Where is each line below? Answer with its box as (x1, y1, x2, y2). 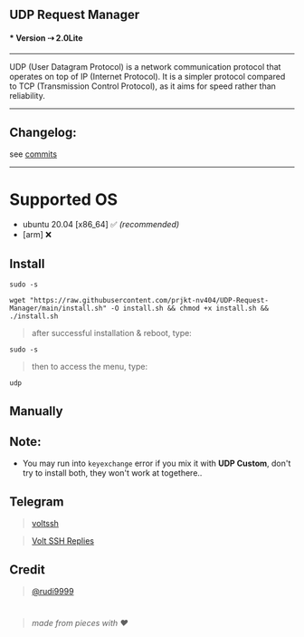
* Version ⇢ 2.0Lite (9, 32, 83, 43)
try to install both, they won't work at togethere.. (22, 468, 203, 478)
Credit (9, 562, 45, 577)
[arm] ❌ (22, 229, 52, 240)
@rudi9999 (31, 585, 74, 596)
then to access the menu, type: (31, 362, 147, 372)
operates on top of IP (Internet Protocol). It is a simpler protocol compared (9, 71, 286, 82)
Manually (9, 403, 63, 419)
